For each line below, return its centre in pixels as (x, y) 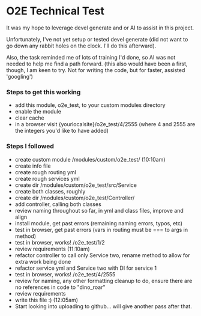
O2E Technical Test (55, 11)
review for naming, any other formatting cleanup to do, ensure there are (103, 281)
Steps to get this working (43, 92)
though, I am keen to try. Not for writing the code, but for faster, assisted (96, 70)
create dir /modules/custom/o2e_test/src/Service (76, 185)
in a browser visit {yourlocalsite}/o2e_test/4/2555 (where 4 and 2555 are (105, 124)
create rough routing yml (46, 172)
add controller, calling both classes (58, 204)
